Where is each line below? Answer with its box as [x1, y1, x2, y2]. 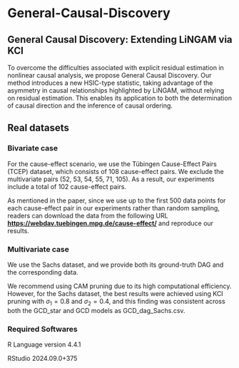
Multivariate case [7, 244, 69, 254]
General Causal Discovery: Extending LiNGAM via [7, 34, 233, 46]
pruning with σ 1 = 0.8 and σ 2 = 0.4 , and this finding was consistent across [7, 297, 226, 307]
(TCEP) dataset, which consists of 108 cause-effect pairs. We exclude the [7, 167, 224, 175]
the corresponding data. [7, 267, 78, 276]
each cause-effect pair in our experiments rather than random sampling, [7, 203, 220, 212]
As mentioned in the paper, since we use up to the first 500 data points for [7, 196, 226, 205]
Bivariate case [7, 143, 59, 153]
